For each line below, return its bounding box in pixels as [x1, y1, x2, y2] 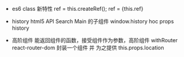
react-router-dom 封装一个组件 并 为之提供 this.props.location [11, 44, 164, 51]
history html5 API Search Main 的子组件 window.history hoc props [11, 18, 174, 25]
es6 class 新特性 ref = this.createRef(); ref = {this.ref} [11, 5, 143, 12]
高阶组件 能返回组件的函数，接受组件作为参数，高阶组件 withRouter [11, 37, 178, 43]
